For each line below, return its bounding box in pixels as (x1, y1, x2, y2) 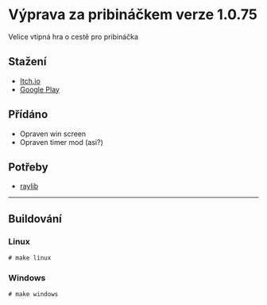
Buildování (8, 212, 62, 225)
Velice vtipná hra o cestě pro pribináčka (8, 32, 139, 41)
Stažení (8, 55, 47, 68)
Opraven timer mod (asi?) (19, 137, 103, 147)
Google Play (19, 84, 60, 94)
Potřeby (8, 160, 49, 174)
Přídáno (8, 108, 48, 121)
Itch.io (19, 76, 41, 85)
